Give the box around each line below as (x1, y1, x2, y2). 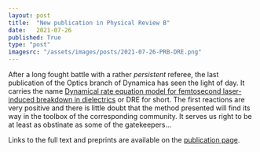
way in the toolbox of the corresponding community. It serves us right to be (8, 112, 253, 120)
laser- (222, 87, 242, 95)
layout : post (8, 11, 51, 20)
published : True (8, 33, 61, 42)
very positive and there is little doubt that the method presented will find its (8, 103, 251, 113)
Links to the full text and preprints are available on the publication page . (8, 135, 240, 144)
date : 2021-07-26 (8, 26, 72, 34)
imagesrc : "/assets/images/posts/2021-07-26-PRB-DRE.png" (8, 48, 202, 56)
